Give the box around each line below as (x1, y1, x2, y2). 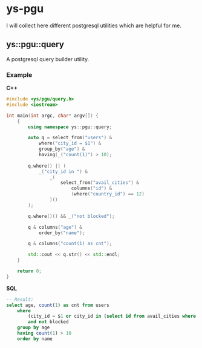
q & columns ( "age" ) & (28, 224, 83, 230)
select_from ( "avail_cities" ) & (60, 180, 139, 186)
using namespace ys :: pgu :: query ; (28, 123, 112, 130)
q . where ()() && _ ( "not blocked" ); (28, 213, 115, 219)
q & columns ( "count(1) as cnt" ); (28, 241, 112, 247)
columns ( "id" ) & (71, 185, 112, 192)
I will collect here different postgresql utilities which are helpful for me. (6, 22, 181, 29)
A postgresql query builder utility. (6, 55, 90, 62)
